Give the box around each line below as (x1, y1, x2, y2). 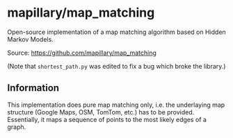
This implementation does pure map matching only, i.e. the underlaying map (7, 101, 225, 109)
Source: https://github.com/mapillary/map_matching (7, 49, 156, 57)
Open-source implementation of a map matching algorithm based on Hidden (7, 28, 226, 36)
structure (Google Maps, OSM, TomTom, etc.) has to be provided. (7, 107, 195, 116)
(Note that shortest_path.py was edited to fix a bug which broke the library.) (7, 62, 226, 70)
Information (7, 82, 60, 94)
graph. (7, 123, 26, 131)
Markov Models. (7, 35, 54, 43)
